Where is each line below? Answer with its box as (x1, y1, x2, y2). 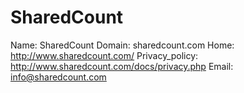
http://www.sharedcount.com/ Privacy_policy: (10, 49, 199, 61)
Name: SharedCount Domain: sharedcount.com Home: (10, 39, 235, 51)
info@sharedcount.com (10, 71, 107, 83)
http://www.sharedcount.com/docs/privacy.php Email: (10, 60, 234, 72)
